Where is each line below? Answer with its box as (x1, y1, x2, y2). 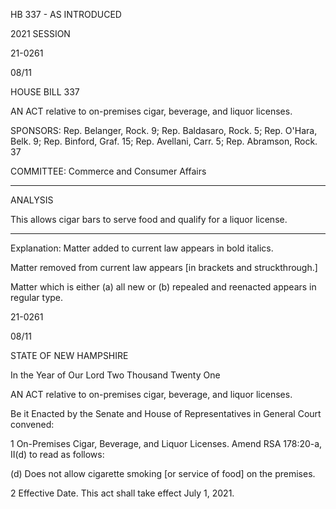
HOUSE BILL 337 (10, 86, 80, 98)
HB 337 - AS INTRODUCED (10, 9, 122, 20)
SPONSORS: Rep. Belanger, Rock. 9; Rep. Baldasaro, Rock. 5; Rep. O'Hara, (10, 125, 318, 136)
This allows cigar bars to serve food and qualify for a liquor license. (10, 214, 288, 225)
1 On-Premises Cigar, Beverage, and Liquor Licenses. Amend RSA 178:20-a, (10, 438, 323, 449)
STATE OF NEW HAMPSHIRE (10, 350, 129, 361)
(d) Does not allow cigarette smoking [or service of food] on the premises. (10, 468, 316, 479)
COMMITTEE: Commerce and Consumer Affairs (10, 165, 207, 177)
